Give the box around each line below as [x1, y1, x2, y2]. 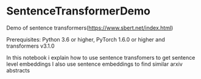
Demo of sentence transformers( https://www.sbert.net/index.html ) [6, 24, 174, 31]
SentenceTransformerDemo [6, 4, 151, 18]
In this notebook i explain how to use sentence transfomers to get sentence [6, 54, 196, 61]
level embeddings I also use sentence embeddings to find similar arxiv [6, 60, 183, 68]
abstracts [6, 66, 30, 74]
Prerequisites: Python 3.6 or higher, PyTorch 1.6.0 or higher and [6, 36, 166, 43]
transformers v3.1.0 [6, 42, 55, 49]
